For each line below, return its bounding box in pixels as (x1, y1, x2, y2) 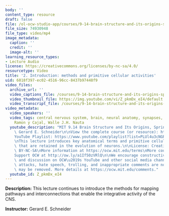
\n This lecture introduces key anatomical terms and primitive (14, 139, 150, 144)
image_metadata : (5, 36, 39, 41)
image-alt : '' (10, 49, 39, 55)
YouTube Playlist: (14, 134, 53, 139)
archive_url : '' (10, 87, 44, 92)
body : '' (5, 7, 24, 13)
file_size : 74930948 (5, 26, 49, 31)
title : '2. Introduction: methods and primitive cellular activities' (5, 73, 156, 78)
